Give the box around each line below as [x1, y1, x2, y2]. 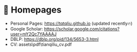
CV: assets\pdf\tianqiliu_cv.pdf [10, 41, 72, 47]
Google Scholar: [10, 26, 43, 32]
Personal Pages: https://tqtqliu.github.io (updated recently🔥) [10, 20, 133, 26]
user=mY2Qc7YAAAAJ [10, 31, 57, 37]
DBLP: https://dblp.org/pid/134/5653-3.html [10, 36, 99, 42]
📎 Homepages [3, 4, 62, 16]
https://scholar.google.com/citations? [44, 26, 120, 32]
